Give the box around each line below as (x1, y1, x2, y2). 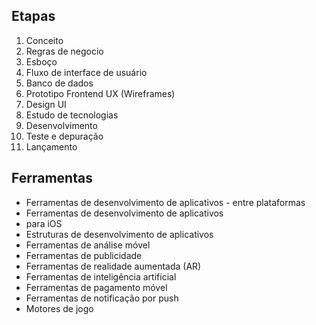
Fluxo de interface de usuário (25, 66, 148, 78)
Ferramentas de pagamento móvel (25, 281, 168, 293)
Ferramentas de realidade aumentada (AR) (25, 260, 202, 272)
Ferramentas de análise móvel (25, 239, 151, 251)
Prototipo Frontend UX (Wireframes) (25, 87, 176, 99)
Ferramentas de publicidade (25, 249, 143, 261)
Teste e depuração (25, 130, 104, 142)
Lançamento (25, 140, 78, 153)
